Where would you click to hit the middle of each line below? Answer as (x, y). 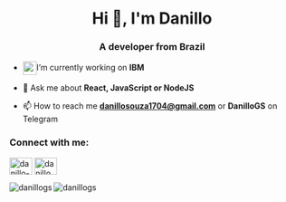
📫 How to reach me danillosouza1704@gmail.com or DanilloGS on (150, 106)
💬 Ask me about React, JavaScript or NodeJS (108, 88)
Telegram (40, 119)
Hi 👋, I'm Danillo (152, 19)
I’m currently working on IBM (90, 68)
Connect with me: (49, 142)
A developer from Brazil (152, 47)
